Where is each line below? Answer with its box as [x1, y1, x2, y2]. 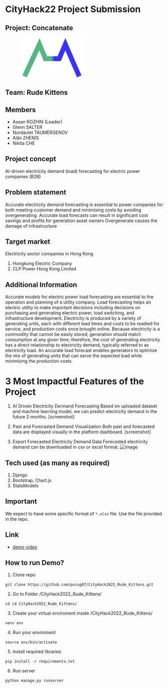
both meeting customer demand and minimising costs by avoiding [5, 207, 141, 213]
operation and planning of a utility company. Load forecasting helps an [5, 299, 151, 305]
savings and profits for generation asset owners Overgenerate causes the [5, 218, 158, 224]
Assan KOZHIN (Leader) [12, 118, 63, 124]
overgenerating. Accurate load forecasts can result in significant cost [5, 212, 148, 218]
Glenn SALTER [12, 124, 43, 130]
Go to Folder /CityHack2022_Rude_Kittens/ [12, 591, 102, 597]
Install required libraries [12, 649, 62, 655]
